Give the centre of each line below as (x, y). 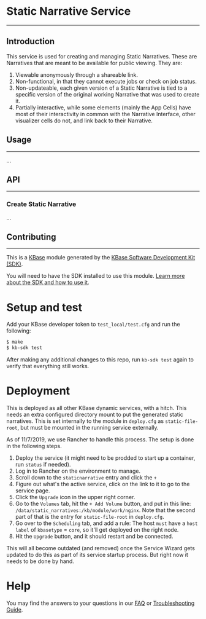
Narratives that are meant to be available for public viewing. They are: (94, 63)
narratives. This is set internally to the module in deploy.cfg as (85, 421)
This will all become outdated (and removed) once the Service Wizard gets (101, 548)
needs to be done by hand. (40, 561)
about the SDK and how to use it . (48, 282)
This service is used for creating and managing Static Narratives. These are (102, 56)
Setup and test (44, 307)
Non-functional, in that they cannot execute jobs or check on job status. (106, 81)
